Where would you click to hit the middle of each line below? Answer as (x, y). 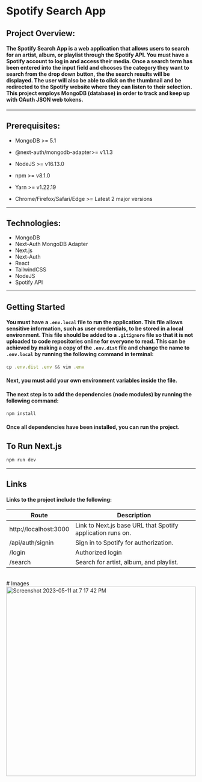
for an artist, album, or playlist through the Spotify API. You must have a (98, 55)
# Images (18, 583)
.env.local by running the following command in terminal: (80, 354)
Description (134, 516)
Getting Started (36, 307)
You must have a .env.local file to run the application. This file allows (95, 322)
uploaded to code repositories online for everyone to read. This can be (96, 342)
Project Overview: (41, 33)
